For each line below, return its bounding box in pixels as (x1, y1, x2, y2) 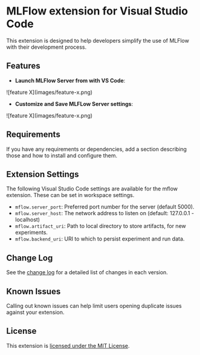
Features (6, 61, 40, 71)
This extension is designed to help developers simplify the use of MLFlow (6, 37, 189, 44)
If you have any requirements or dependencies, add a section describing (6, 145, 187, 152)
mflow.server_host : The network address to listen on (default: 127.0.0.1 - (15, 210, 195, 217)
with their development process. (6, 43, 87, 51)
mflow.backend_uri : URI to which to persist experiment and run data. (15, 235, 185, 242)
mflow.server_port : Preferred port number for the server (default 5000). (15, 203, 195, 210)
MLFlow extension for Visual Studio (6, 4, 189, 18)
